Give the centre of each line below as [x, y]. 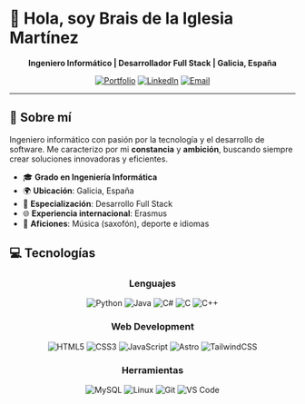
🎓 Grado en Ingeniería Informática [90, 177]
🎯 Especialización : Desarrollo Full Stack [98, 203]
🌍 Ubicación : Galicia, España [78, 191]
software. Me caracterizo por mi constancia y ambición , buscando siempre [151, 149]
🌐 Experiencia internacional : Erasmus [95, 213]
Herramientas [152, 370]
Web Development [152, 327]
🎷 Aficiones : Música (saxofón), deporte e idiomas [116, 223]
